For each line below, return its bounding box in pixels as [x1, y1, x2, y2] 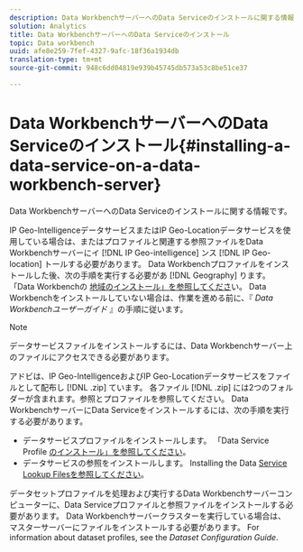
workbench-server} [9, 175, 162, 195]
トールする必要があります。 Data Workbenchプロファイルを [43, 258, 266, 269]
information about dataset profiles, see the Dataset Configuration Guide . [9, 531, 279, 542]
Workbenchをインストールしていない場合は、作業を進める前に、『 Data [9, 292, 273, 303]
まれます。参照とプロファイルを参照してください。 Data [40, 393, 250, 404]
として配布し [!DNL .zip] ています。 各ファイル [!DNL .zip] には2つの [16, 382, 271, 392]
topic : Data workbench [9, 38, 95, 48]
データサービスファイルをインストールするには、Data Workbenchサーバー [9, 340, 285, 351]
